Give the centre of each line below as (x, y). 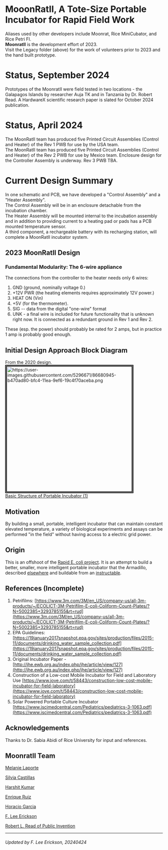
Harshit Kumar (20, 787)
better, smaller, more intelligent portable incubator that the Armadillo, (76, 567)
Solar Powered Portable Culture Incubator (55, 701)
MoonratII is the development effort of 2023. (51, 44)
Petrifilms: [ (24, 600)
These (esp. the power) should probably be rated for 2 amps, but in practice (83, 329)
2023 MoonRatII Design (43, 253)
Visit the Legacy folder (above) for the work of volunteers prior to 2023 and (83, 50)
